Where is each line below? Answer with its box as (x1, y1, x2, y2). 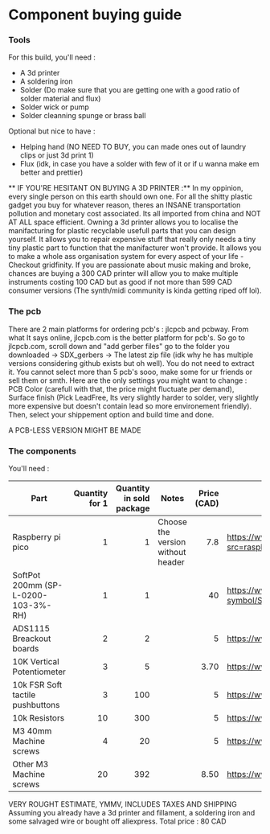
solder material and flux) (19, 94, 101, 104)
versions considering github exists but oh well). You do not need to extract (8, 358, 255, 368)
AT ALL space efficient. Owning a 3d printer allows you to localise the (8, 217, 239, 227)
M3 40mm (12, 725, 52, 737)
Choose (157, 516, 187, 528)
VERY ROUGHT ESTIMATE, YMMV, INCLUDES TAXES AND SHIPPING (8, 799, 237, 809)
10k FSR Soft (12, 680, 63, 691)
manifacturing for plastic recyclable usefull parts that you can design (8, 226, 236, 236)
